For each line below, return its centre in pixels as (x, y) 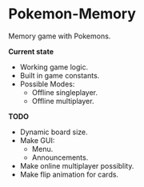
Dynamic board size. (54, 132)
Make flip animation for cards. (69, 174)
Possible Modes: (47, 84)
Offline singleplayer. (65, 92)
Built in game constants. (60, 75)
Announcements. (60, 157)
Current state (31, 51)
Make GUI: (37, 140)
